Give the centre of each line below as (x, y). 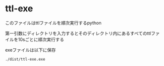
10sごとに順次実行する (41, 39)
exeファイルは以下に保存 (30, 50)
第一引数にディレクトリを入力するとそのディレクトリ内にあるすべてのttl (78, 33)
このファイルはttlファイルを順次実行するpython (53, 23)
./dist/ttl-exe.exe (25, 59)
